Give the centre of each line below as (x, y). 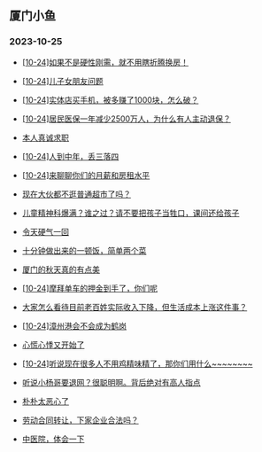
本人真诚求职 (45, 137)
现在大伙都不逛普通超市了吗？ (76, 194)
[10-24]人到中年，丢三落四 (70, 156)
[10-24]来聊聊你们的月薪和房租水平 (86, 175)
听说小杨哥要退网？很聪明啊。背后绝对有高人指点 (111, 382)
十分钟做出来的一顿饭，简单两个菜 (84, 250)
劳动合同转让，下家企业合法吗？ (80, 420)
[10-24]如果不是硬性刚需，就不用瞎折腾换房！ (105, 62)
